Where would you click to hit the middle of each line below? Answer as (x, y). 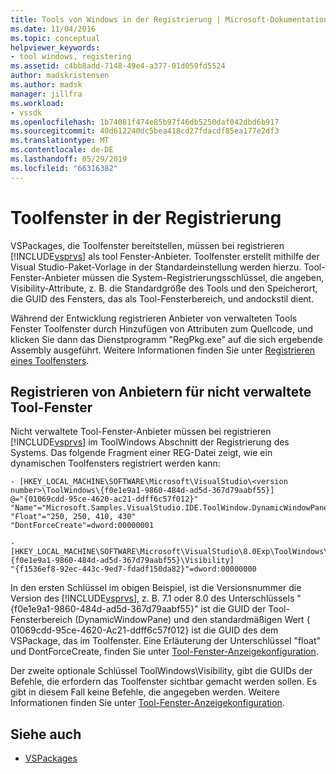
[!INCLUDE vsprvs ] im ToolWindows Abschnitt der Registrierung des (150, 442)
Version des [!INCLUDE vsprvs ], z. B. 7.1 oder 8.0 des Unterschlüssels (152, 598)
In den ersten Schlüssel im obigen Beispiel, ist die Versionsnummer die (156, 588)
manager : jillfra (46, 94)
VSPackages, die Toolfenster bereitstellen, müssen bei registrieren (147, 245)
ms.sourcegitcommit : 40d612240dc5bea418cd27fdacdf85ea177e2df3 (145, 131)
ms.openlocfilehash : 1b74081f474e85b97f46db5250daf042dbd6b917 (145, 122)
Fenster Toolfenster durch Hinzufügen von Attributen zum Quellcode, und (162, 328)
